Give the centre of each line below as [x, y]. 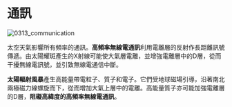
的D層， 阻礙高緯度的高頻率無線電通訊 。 [64, 96]
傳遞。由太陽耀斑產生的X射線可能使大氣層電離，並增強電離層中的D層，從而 [114, 56]
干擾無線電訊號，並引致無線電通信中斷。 [65, 64]
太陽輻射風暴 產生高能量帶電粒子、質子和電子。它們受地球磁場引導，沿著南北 [116, 79]
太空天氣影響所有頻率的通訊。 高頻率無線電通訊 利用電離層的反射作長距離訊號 [116, 47]
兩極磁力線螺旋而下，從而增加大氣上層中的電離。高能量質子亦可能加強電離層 [116, 88]
